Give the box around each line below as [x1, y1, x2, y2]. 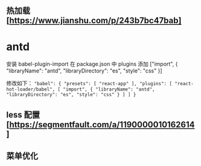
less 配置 [6, 109, 40, 120]
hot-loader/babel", [6, 86, 56, 92]
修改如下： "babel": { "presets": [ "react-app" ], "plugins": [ [6, 80, 173, 87]
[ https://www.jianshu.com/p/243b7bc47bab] [6, 16, 182, 26]
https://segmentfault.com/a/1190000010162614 [8, 120, 195, 130]
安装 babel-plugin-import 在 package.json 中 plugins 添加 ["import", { [6, 60, 178, 68]
